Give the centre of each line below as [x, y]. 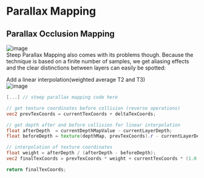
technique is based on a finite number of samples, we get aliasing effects [98, 61]
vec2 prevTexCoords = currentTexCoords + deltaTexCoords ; [81, 114]
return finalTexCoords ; [36, 169]
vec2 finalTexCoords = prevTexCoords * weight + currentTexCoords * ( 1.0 [102, 158]
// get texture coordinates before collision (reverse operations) [93, 108]
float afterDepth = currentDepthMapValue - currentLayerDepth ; [89, 130]
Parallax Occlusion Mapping [61, 34]
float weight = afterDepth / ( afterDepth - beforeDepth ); [81, 153]
